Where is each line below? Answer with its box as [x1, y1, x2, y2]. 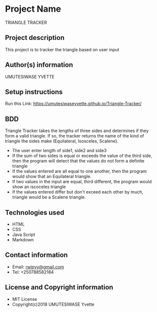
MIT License [12, 296, 38, 302]
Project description [5, 34, 65, 42]
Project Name [5, 3, 61, 15]
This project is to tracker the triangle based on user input [5, 46, 119, 52]
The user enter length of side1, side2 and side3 [12, 148, 107, 154]
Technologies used [5, 208, 64, 216]
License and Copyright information [5, 283, 114, 292]
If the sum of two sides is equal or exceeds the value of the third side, [12, 153, 153, 159]
